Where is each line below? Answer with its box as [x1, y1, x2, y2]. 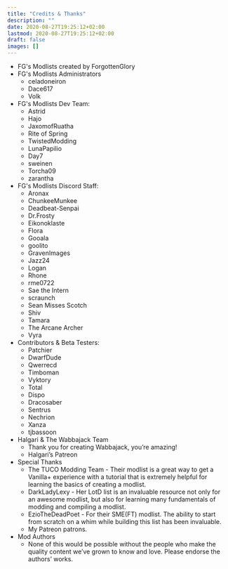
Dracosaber [27, 398, 62, 406]
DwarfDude [27, 353, 62, 362]
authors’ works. [27, 555, 74, 563]
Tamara [27, 316, 51, 324]
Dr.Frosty [27, 211, 55, 220]
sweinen [27, 159, 53, 167]
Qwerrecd [27, 361, 58, 369]
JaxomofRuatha [27, 122, 74, 130]
